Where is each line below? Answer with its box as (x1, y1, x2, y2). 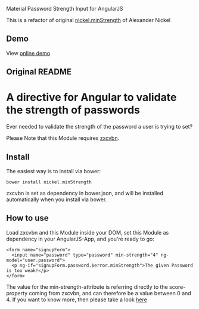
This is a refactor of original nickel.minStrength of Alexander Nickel (6, 17, 171, 23)
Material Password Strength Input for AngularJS (6, 5, 123, 12)
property (6, 289, 28, 296)
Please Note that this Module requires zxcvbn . (6, 135, 120, 142)
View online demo (6, 49, 51, 57)
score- (169, 283, 186, 291)
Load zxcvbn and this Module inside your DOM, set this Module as (6, 229, 169, 236)
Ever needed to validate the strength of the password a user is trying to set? (6, 123, 192, 130)
